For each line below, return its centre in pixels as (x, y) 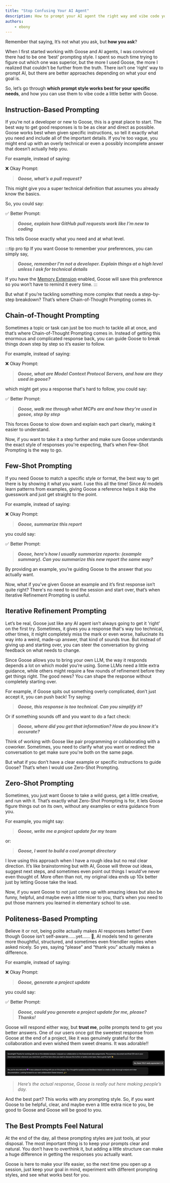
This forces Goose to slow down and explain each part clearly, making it (80, 424)
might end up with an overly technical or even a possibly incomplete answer (84, 143)
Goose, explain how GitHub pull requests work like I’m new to (83, 224)
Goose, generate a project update (54, 982)
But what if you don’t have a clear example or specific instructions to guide (83, 762)
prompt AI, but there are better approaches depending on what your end (81, 73)
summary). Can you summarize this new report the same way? (85, 559)
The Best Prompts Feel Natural (54, 1126)
